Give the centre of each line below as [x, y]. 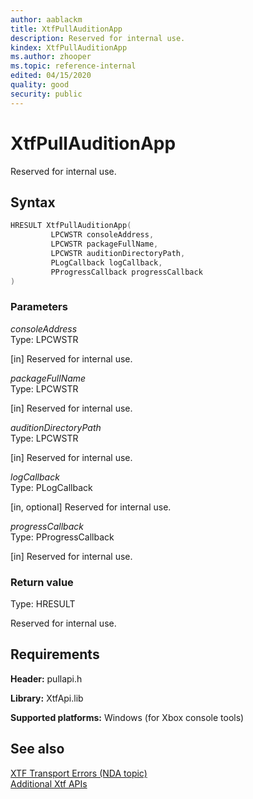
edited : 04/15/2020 [51, 76]
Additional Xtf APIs [49, 783]
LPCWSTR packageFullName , [104, 244]
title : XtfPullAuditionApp [66, 29]
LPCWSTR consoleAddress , [102, 235]
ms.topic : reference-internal [73, 66]
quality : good [40, 85]
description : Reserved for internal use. [98, 38]
